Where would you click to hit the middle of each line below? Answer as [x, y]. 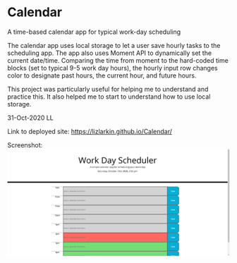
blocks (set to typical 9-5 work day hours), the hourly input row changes [113, 68]
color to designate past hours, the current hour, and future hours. [102, 75]
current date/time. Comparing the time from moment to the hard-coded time [118, 60]
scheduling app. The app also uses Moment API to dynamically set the [110, 53]
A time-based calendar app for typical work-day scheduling [94, 32]
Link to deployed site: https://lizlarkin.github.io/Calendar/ [90, 131]
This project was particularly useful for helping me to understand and [108, 89]
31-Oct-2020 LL [31, 118]
